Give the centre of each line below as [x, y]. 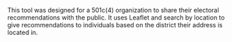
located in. [23, 32]
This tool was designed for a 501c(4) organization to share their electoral [113, 10]
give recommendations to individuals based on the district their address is [115, 25]
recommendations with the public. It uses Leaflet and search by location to [116, 17]
